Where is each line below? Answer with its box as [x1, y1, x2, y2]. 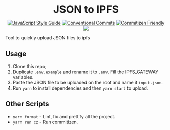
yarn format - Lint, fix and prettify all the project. [12, 113, 115, 119]
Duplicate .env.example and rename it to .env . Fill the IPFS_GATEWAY [12, 69, 159, 75]
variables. [12, 74, 34, 80]
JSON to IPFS [53, 3, 119, 16]
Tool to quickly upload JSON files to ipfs [5, 35, 90, 41]
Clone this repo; [12, 63, 47, 69]
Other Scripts [5, 100, 50, 109]
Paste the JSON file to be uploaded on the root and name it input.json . [12, 79, 163, 85]
